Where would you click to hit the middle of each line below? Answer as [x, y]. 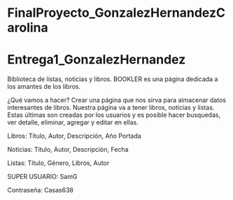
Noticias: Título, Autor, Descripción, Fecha [68, 150]
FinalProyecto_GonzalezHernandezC [116, 13]
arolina [28, 28]
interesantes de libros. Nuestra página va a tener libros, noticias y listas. [111, 108]
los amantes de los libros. [44, 87]
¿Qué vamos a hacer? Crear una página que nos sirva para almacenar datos [116, 100]
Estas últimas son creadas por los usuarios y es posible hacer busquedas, [114, 115]
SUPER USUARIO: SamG [42, 177]
